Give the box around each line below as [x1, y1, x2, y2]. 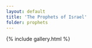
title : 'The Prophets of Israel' [6, 14, 87, 20]
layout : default [6, 8, 45, 15]
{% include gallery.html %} [6, 36, 70, 43]
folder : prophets [6, 19, 48, 25]
